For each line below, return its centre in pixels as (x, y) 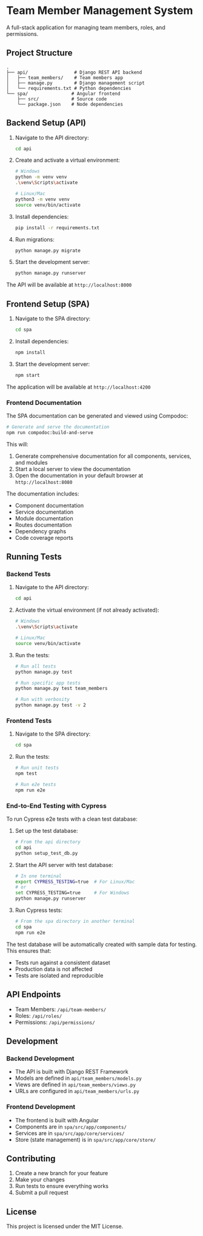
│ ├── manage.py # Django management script (76, 83)
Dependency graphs (41, 531)
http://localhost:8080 (44, 482)
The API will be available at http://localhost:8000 (69, 285)
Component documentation (49, 505)
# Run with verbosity (42, 700)
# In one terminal (38, 876)
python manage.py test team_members (61, 689)
